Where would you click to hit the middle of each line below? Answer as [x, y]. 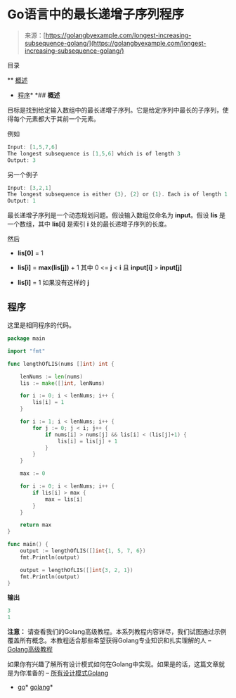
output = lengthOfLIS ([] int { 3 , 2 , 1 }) [77, 570]
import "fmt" [26, 351]
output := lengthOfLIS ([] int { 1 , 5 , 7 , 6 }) [83, 551]
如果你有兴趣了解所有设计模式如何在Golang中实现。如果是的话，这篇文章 [113, 664]
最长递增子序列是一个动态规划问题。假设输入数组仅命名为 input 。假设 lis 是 [117, 215]
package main [26, 338]
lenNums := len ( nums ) [51, 376]
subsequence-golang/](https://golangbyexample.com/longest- [115, 43]
